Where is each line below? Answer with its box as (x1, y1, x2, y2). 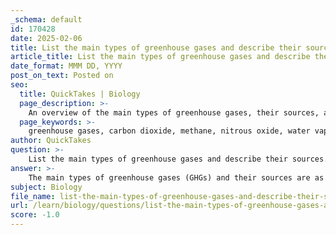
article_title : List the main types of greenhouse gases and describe (10, 52, 311, 62)
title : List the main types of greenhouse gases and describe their (10, 42, 302, 53)
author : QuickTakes (10, 136, 92, 146)
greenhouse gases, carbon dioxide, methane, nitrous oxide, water (28, 126, 311, 136)
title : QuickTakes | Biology (19, 89, 141, 99)
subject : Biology (10, 182, 83, 192)
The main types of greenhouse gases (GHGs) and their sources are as (28, 172, 325, 183)
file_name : (10, 191, 56, 201)
